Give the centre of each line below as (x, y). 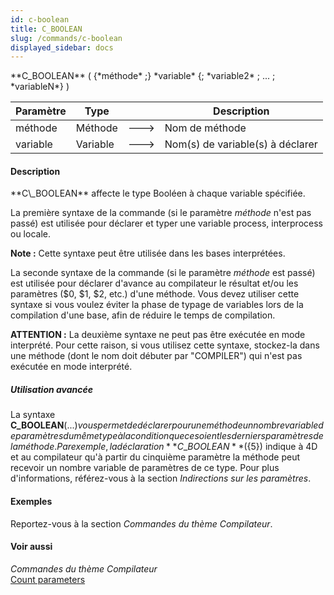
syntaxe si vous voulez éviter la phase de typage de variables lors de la (157, 305)
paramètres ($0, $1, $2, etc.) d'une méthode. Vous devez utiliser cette (155, 294)
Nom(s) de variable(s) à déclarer (241, 144)
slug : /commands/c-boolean (66, 38)
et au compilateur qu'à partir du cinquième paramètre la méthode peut (155, 457)
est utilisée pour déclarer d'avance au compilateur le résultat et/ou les (154, 283)
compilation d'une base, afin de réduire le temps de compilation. (143, 315)
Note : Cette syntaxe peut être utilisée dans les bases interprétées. (148, 253)
